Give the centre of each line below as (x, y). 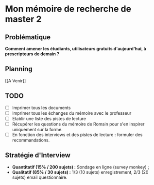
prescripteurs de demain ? (32, 54)
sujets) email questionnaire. (40, 177)
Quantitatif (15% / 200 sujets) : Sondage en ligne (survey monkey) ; (81, 167)
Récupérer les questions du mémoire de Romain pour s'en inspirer (78, 124)
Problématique (28, 37)
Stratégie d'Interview (38, 155)
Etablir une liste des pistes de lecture (49, 118)
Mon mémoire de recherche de (68, 9)
